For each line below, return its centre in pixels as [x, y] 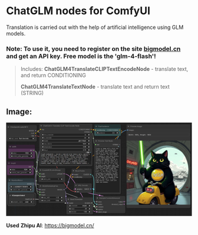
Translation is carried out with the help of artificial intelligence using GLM [95, 27]
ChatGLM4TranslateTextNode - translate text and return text [95, 87]
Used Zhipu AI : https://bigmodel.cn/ [50, 225]
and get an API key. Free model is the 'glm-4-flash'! [81, 56]
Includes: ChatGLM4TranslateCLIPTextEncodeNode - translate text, [104, 69]
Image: [19, 111]
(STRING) [32, 93]
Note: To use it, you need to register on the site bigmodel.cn [93, 48]
